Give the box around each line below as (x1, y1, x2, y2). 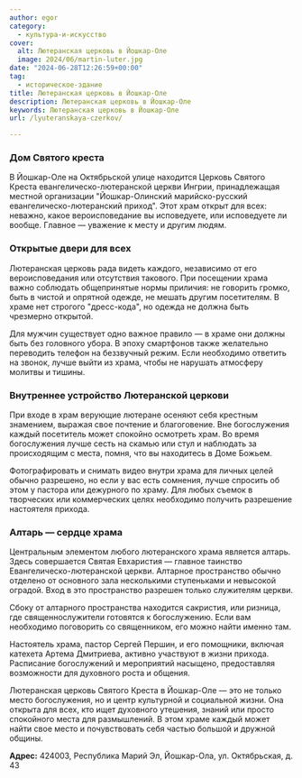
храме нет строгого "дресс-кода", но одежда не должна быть (9, 301, 250, 312)
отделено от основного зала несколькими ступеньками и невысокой (9, 575, 277, 586)
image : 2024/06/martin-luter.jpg (17, 55, 143, 64)
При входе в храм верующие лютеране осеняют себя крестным (9, 409, 259, 420)
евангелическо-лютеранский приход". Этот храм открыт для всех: (9, 200, 268, 212)
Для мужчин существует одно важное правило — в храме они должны (9, 328, 286, 339)
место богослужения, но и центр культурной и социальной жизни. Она (9, 695, 284, 706)
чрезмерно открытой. (9, 310, 94, 321)
